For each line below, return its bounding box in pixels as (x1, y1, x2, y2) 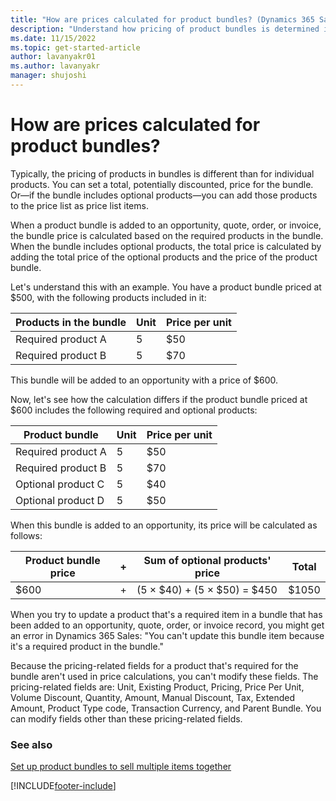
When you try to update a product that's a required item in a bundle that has (10, 608, 323, 620)
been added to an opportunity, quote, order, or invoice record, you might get (10, 619, 325, 631)
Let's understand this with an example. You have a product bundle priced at (10, 281, 322, 293)
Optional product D (15, 493, 105, 507)
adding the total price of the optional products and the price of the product (10, 251, 318, 263)
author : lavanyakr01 (10, 52, 97, 62)
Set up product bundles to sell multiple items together (10, 761, 232, 773)
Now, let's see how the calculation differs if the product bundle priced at (10, 393, 308, 405)
